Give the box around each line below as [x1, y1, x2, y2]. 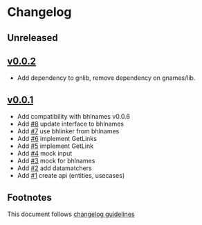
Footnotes [7, 192, 52, 203]
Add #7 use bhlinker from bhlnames [17, 127, 120, 135]
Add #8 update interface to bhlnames [17, 119, 125, 128]
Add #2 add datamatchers [17, 164, 92, 172]
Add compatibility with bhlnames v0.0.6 [17, 112, 130, 121]
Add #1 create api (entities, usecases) [17, 172, 125, 180]
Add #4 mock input [17, 149, 73, 158]
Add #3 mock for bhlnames [17, 157, 95, 165]
